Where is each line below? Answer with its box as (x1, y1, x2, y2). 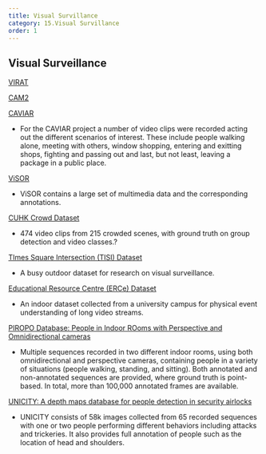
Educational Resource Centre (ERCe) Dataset (8, 283, 157, 293)
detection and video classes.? (19, 237, 118, 247)
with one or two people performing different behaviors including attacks (19, 421, 257, 431)
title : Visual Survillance (8, 11, 98, 20)
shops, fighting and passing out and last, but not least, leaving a (19, 150, 231, 159)
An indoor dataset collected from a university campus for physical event (19, 299, 258, 309)
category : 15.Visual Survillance (8, 19, 120, 27)
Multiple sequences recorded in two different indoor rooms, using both (19, 348, 253, 357)
